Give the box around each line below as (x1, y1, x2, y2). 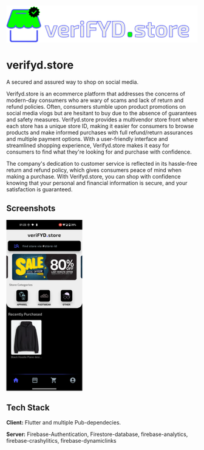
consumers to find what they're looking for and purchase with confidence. (6, 148, 192, 155)
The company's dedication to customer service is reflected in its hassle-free (6, 160, 197, 167)
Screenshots (6, 203, 56, 214)
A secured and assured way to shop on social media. (6, 78, 138, 86)
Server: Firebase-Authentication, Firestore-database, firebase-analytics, (6, 431, 188, 438)
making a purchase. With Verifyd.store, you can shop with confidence (6, 172, 181, 180)
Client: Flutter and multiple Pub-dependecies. (6, 418, 121, 426)
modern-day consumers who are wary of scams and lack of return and (6, 97, 184, 104)
